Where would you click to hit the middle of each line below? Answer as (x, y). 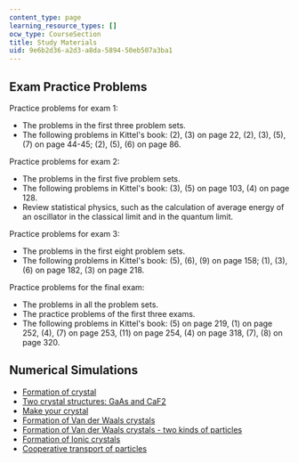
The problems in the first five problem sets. (101, 178)
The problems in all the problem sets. (90, 305)
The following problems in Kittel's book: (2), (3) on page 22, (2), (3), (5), (154, 134)
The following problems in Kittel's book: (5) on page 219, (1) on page (147, 323)
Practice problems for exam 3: (64, 233)
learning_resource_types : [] (63, 26)
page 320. (41, 342)
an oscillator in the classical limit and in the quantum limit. (128, 216)
